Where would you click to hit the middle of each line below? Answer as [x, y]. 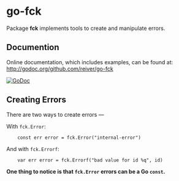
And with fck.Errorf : [33, 149]
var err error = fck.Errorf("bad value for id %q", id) [90, 160]
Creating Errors [36, 100]
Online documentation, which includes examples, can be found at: [90, 62]
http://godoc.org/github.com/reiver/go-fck [60, 68]
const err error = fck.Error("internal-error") [79, 138]
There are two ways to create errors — [55, 114]
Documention [33, 47]
